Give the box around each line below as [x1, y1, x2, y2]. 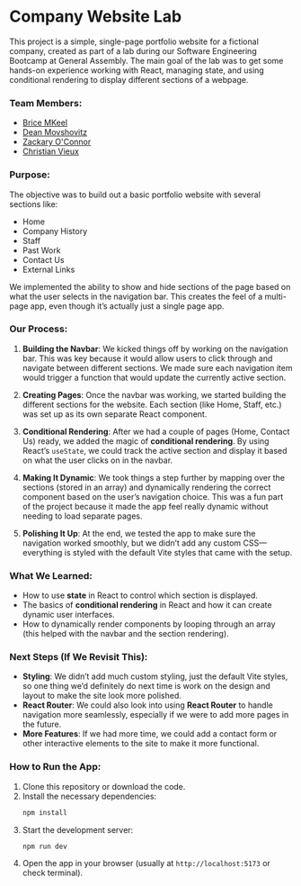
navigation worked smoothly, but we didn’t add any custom [22, 538, 242, 548]
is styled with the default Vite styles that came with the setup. [64, 547, 293, 557]
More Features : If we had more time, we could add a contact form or [22, 728, 278, 739]
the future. [22, 719, 62, 730]
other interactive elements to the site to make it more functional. [22, 738, 260, 749]
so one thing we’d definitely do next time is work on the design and [22, 681, 271, 692]
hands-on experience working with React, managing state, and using [9, 65, 265, 76]
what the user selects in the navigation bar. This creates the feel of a [9, 291, 263, 302]
